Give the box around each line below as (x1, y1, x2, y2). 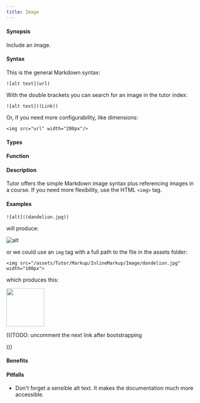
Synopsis (6, 28, 31, 35)
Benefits (6, 357, 29, 365)
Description (6, 166, 37, 174)
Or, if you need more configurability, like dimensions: (6, 114, 139, 121)
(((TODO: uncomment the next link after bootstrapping (6, 331, 142, 338)
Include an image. (6, 41, 51, 49)
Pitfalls (6, 371, 24, 378)
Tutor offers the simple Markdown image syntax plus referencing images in (6, 180, 195, 187)
